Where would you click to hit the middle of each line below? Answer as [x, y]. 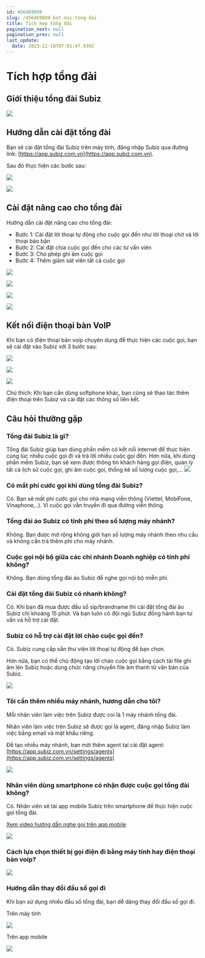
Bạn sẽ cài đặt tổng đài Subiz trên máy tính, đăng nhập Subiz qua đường [97, 147]
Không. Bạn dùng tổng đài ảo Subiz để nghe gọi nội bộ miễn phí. [88, 577]
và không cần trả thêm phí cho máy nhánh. [60, 541]
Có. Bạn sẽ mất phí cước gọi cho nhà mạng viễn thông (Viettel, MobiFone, [99, 499]
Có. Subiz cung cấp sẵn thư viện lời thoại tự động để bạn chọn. [86, 649]
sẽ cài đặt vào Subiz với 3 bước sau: [52, 347]
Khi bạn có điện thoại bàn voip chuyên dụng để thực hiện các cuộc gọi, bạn [102, 340]
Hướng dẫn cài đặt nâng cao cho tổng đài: [59, 222]
